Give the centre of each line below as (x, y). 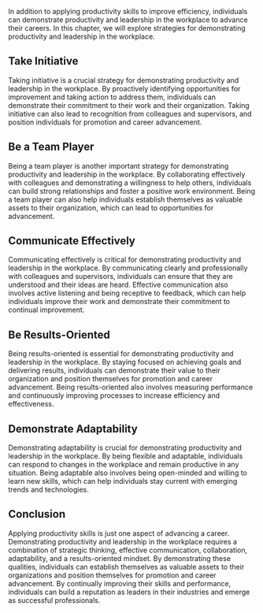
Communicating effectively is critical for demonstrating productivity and (125, 260)
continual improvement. (46, 310)
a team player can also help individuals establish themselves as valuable (125, 199)
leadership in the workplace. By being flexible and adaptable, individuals (126, 456)
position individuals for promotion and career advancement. (105, 122)
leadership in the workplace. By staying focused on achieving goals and (125, 362)
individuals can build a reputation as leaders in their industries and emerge (129, 592)
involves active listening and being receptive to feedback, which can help (127, 293)
